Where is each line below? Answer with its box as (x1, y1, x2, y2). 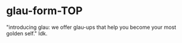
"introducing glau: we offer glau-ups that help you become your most (6, 24, 177, 31)
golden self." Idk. (6, 29, 48, 37)
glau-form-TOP (6, 4, 83, 18)
